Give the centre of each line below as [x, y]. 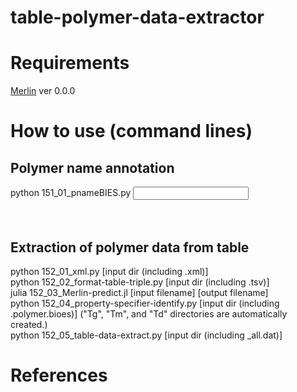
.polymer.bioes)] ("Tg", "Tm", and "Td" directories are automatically [149, 313]
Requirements [70, 63]
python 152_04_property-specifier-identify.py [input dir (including [145, 303]
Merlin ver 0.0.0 [43, 91]
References [59, 375]
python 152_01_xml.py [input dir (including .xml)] [109, 271]
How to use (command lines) [131, 131]
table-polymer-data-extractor [137, 17]
